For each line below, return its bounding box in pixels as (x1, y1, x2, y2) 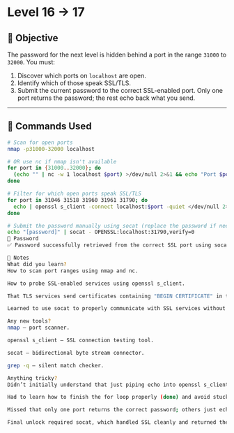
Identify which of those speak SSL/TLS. (17, 79, 131, 87)
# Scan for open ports (7, 139, 73, 146)
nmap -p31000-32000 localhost (7, 145, 95, 152)
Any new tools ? (7, 318, 52, 325)
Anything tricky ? (7, 374, 58, 381)
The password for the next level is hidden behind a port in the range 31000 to (7, 50, 227, 59)
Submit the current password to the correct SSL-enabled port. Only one (17, 87, 223, 94)
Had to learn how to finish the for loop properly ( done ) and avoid (7, 394, 210, 401)
